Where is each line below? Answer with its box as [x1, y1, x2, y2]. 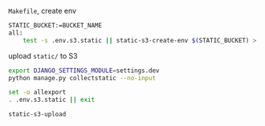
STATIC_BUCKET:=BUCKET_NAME [8, 22, 103, 30]
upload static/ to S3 [8, 51, 78, 60]
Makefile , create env [8, 6, 77, 15]
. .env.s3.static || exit [8, 96, 95, 104]
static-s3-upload [8, 111, 67, 119]
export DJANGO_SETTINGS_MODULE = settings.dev [8, 67, 160, 75]
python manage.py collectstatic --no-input [8, 74, 157, 82]
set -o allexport [8, 88, 67, 96]
